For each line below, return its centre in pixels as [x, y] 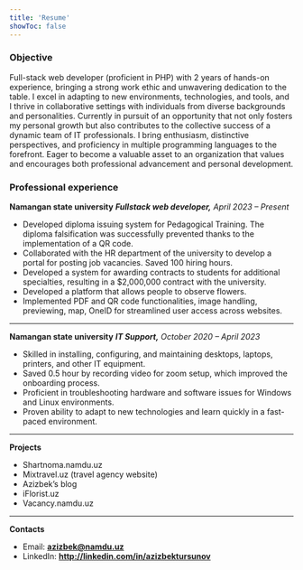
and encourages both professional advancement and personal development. [151, 164]
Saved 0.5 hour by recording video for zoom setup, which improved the [155, 374]
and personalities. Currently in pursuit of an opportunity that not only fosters [151, 116]
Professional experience [64, 187]
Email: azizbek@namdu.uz [73, 547]
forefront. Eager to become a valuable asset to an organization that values [147, 154]
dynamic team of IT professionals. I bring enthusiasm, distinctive [129, 135]
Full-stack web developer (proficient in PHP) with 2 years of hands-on [140, 77]
